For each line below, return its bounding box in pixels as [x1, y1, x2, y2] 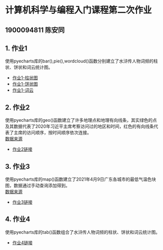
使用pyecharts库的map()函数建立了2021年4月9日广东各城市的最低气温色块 [5, 176, 156, 182]
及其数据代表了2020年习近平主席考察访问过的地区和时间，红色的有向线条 [5, 123, 154, 129]
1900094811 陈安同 [5, 26, 65, 34]
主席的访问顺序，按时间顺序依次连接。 [13, 130, 92, 136]
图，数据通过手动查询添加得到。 [5, 183, 70, 189]
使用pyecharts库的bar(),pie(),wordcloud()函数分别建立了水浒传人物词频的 [5, 58, 154, 64]
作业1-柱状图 [12, 75, 38, 81]
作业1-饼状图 [12, 81, 38, 87]
